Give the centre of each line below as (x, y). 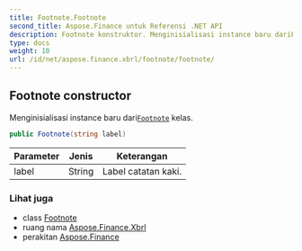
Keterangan (142, 156)
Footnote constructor (71, 96)
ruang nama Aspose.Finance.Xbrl (84, 227)
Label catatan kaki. (142, 171)
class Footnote (50, 218)
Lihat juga (31, 198)
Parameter (37, 156)
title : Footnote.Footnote (58, 18)
